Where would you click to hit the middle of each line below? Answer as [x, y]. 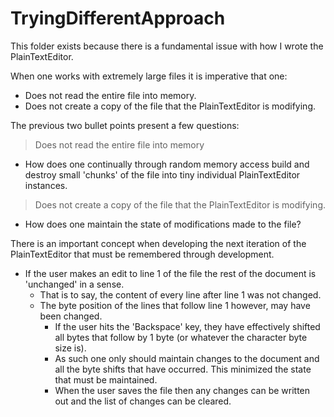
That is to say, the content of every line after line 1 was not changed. [180, 294]
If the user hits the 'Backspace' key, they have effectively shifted [187, 326]
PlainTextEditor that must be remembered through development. [142, 254]
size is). [70, 348]
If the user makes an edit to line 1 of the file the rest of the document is [170, 273]
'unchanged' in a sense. [74, 284]
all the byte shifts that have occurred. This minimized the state [183, 369]
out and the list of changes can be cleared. [143, 401]
